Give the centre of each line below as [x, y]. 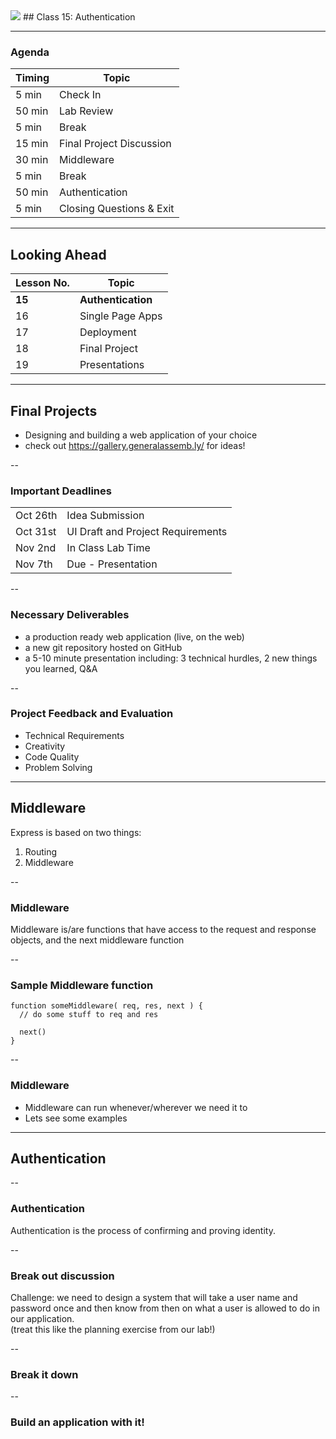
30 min [32, 160]
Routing [41, 851]
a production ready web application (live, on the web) [134, 636]
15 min [32, 144]
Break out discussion [62, 1276]
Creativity [45, 746]
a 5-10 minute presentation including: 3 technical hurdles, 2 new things [171, 658]
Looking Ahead [58, 254]
